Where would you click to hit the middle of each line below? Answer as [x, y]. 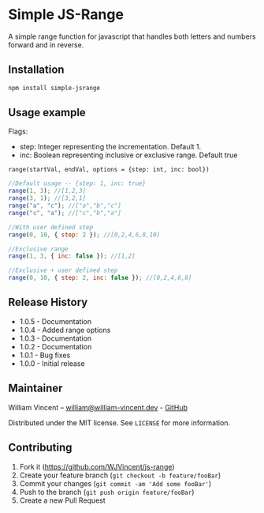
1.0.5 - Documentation [56, 321]
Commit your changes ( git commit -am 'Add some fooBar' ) [115, 483]
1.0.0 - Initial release [52, 363]
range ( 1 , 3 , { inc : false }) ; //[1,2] [72, 256]
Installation [36, 70]
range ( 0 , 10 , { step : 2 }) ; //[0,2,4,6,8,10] [84, 235]
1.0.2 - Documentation [56, 346]
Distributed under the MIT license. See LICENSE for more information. [119, 422]
